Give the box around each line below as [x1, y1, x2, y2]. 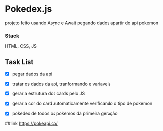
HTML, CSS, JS [5, 44, 37, 49]
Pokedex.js [5, 3, 52, 15]
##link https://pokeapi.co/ [5, 120, 58, 127]
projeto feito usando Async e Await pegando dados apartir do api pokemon [5, 20, 159, 26]
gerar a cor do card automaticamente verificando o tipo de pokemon [12, 100, 153, 107]
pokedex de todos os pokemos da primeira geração [12, 110, 118, 117]
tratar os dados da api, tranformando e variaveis [12, 81, 111, 87]
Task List [5, 58, 34, 66]
